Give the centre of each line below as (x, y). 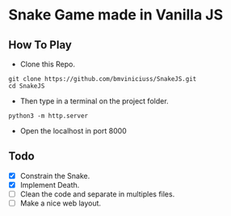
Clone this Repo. (47, 64)
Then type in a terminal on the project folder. (94, 101)
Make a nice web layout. (61, 203)
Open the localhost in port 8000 (73, 131)
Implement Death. (50, 184)
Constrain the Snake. (55, 176)
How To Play (40, 45)
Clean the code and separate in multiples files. (97, 194)
